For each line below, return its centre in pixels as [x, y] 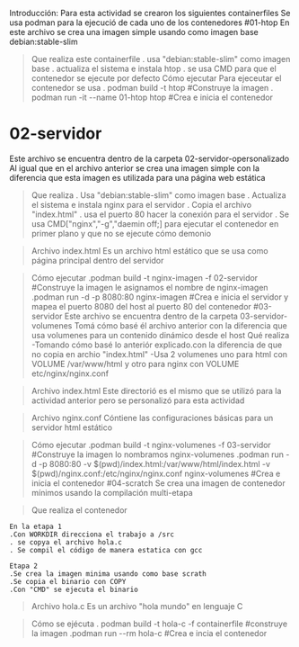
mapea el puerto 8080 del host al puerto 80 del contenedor [141, 306]
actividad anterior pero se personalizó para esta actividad [138, 400]
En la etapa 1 [36, 526]
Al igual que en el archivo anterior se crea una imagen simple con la [135, 168]
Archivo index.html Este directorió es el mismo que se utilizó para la [156, 391]
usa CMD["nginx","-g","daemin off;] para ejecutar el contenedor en [155, 223]
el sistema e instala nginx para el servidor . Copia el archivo [141, 204]
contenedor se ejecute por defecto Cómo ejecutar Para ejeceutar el [156, 78]
